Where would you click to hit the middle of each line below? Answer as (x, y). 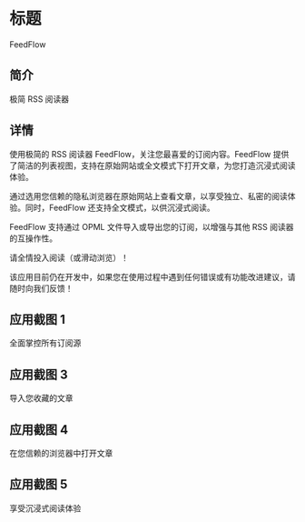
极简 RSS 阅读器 (39, 99)
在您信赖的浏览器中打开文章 (61, 453)
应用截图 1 (38, 319)
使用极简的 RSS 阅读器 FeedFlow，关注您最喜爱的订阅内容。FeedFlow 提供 (149, 154)
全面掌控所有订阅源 (45, 343)
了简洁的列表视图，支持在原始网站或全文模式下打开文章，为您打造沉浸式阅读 (152, 166)
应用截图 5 (39, 484)
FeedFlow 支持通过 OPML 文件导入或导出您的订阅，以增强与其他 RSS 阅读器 (152, 226)
